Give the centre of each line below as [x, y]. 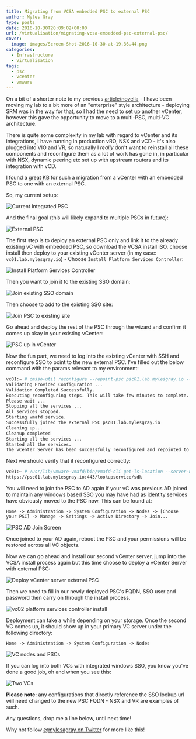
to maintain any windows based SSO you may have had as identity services [97, 494]
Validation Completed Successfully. [50, 390]
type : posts [20, 22]
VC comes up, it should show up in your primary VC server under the [89, 626]
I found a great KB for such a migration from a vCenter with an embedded [94, 177]
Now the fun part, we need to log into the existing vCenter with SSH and [93, 356]
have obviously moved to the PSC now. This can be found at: [79, 501]
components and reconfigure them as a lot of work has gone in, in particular [97, 154]
